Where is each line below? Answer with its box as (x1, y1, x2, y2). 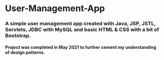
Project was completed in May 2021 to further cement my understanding (5, 44, 156, 50)
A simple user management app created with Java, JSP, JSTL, (5, 20, 156, 27)
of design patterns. (5, 49, 45, 55)
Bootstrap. (5, 32, 31, 39)
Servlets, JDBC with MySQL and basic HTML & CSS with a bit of (5, 26, 160, 33)
